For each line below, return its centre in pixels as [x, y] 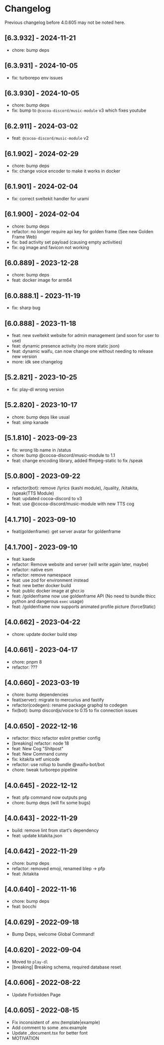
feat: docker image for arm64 [42, 280]
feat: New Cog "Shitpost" [38, 749]
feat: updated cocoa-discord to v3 [47, 499]
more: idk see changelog [37, 362]
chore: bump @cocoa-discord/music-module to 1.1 [63, 455]
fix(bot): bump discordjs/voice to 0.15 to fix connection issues [75, 710]
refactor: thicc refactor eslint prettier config [56, 738]
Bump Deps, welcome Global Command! [53, 934]
